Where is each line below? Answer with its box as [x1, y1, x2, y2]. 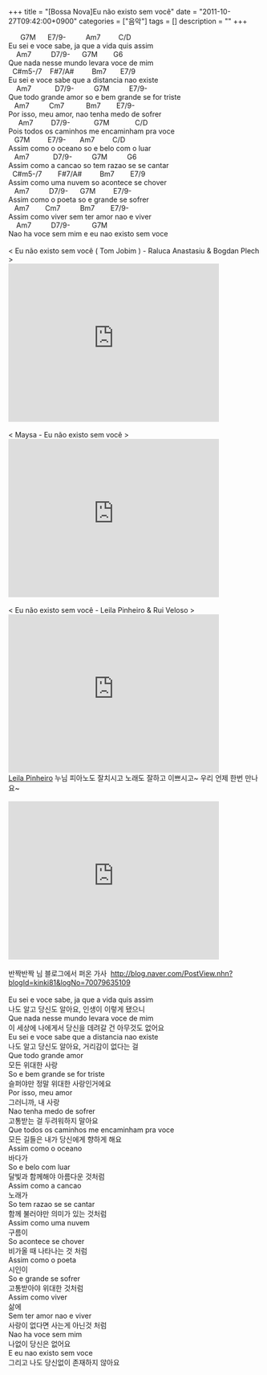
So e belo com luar [8, 1162, 71, 1172]
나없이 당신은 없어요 [8, 1339, 71, 1348]
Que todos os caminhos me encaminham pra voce [8, 1125, 175, 1135]
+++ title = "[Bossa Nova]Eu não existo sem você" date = [8, 7, 198, 16]
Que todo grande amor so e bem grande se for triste [8, 92, 181, 101]
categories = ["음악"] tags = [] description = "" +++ [79, 16, 248, 26]
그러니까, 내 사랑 [8, 1098, 60, 1106]
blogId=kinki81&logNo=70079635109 [8, 978, 131, 987]
